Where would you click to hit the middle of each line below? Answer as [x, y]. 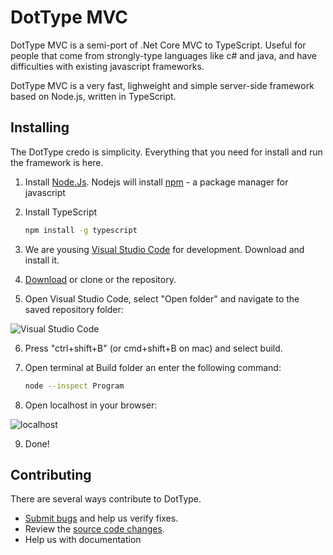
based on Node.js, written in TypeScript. [93, 96]
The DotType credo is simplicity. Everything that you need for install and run [166, 152]
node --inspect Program [74, 386]
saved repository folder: [74, 309]
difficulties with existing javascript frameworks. [107, 66]
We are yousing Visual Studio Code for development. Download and [164, 249]
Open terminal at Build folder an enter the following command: [153, 367]
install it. [42, 260]
